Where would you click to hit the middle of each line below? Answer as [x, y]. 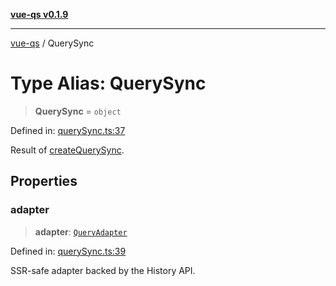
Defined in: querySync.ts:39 [68, 251]
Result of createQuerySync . [67, 150]
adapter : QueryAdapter [81, 231]
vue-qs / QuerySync [52, 43]
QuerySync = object [78, 111]
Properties [44, 181]
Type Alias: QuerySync [108, 83]
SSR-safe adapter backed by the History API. [103, 270]
